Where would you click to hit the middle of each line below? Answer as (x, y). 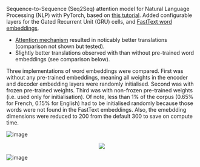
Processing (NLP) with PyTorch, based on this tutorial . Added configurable (99, 15)
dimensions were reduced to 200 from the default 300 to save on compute (99, 116)
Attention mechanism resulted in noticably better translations (91, 40)
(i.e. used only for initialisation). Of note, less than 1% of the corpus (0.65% (100, 97)
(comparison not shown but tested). (60, 46)
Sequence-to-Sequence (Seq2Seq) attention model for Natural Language (98, 9)
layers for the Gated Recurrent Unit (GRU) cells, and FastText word (89, 22)
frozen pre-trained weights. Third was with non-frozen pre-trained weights (99, 90)
